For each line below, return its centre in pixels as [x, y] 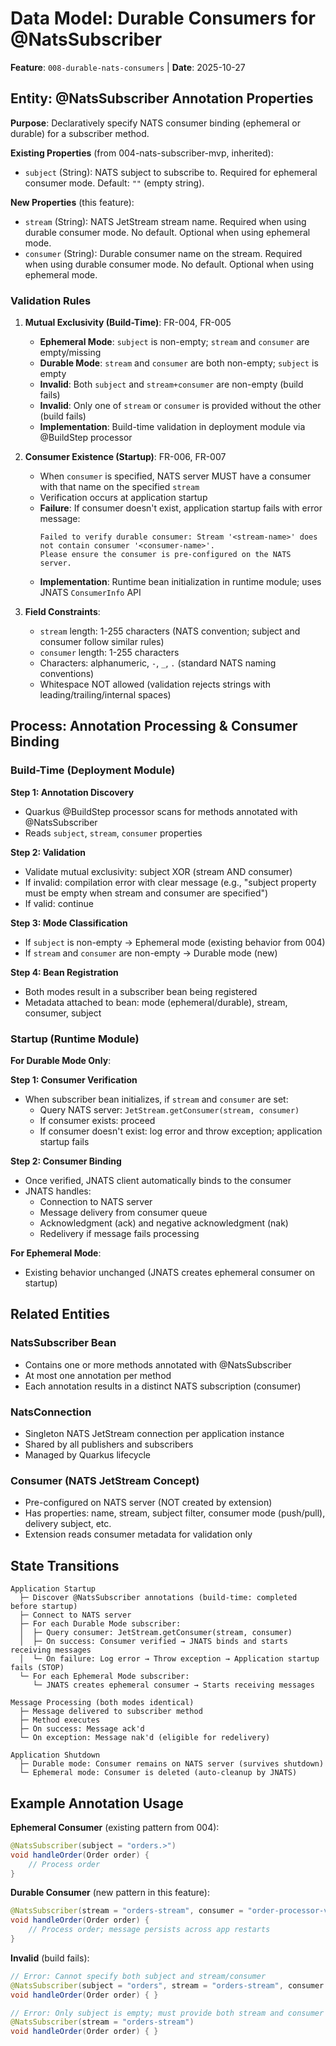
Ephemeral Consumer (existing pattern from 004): [115, 1827]
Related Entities [60, 1314]
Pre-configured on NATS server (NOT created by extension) [148, 1503]
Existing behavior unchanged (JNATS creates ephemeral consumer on [170, 1273]
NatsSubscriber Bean [63, 1343]
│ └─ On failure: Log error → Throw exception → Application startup [169, 1659]
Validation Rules [51, 300]
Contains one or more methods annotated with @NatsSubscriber [158, 1364]
